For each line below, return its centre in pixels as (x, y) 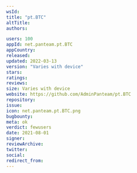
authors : (17, 28)
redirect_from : (25, 161)
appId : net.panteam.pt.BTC (39, 45)
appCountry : (21, 50)
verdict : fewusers (29, 128)
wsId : (13, 12)
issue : (14, 105)
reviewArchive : (25, 144)
